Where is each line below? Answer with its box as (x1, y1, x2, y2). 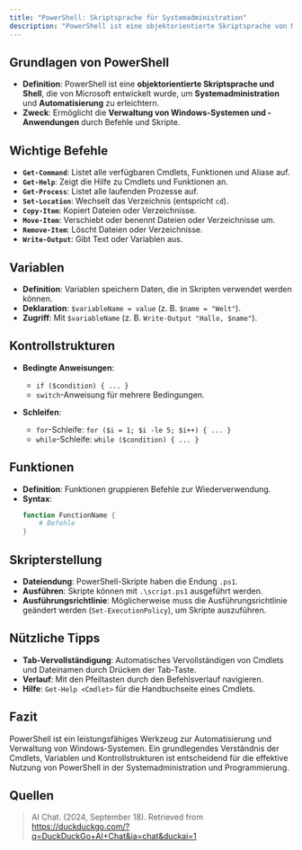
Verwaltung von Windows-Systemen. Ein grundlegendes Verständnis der (9, 743, 280, 754)
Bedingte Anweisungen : (22, 362, 115, 373)
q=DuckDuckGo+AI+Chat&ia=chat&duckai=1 (31, 831, 198, 842)
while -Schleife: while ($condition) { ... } (35, 434, 200, 444)
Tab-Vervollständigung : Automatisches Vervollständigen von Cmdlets (22, 654, 284, 666)
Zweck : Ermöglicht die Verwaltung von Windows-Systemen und (22, 107, 267, 118)
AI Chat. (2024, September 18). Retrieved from (31, 811, 204, 823)
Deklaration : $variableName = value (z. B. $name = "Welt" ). (22, 302, 241, 313)
